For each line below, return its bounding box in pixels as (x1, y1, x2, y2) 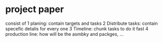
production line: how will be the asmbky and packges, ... (5, 31, 124, 37)
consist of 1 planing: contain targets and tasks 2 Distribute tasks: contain (5, 20, 158, 26)
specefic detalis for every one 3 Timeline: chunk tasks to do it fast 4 (5, 25, 149, 31)
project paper (5, 4, 64, 15)
